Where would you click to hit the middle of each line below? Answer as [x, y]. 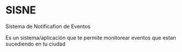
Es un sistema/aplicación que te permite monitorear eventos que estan [91, 37]
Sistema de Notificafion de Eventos [48, 26]
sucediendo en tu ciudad [36, 44]
